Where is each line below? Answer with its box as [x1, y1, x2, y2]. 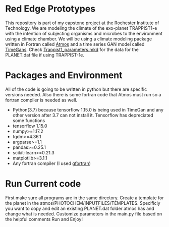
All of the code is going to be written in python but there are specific [5, 86, 147, 92]
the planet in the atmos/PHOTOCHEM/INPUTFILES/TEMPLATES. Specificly [5, 200, 160, 206]
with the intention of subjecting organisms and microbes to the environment [5, 30, 163, 36]
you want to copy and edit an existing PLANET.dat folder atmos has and [5, 205, 155, 211]
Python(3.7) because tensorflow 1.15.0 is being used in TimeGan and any [12, 106, 164, 112]
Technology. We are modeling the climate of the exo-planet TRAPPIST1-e [5, 25, 157, 31]
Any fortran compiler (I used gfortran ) [12, 160, 91, 166]
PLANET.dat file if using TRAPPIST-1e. [5, 51, 85, 58]
